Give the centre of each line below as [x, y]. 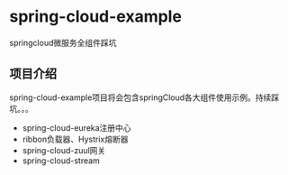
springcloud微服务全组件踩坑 [63, 42]
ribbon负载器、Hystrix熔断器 [75, 139]
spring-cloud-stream [61, 161]
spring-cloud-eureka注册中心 [77, 127]
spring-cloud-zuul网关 [64, 150]
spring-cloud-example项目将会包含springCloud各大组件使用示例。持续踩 [144, 97]
